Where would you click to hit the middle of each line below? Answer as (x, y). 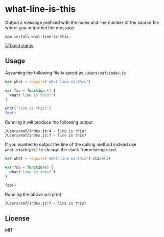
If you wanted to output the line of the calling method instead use (71, 144)
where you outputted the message (40, 27)
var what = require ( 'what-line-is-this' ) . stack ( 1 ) (58, 158)
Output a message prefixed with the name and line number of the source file (82, 22)
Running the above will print (33, 195)
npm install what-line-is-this (37, 37)
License (17, 218)
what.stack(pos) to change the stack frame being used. (61, 149)
